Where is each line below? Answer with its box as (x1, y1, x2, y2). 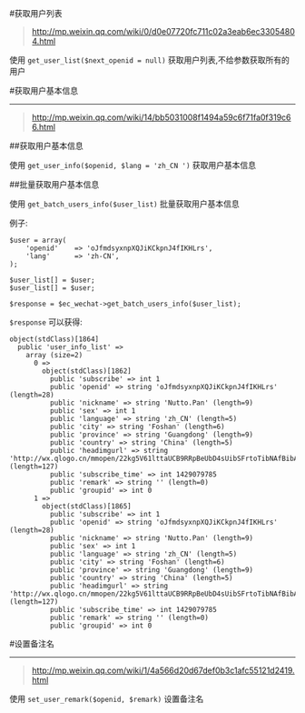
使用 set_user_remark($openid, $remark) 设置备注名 (9, 694, 204, 704)
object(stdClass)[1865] (42, 502, 132, 511)
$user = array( (9, 236, 67, 245)
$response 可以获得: (9, 316, 84, 327)
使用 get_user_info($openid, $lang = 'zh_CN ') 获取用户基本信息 (9, 160, 257, 170)
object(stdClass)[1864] (9, 335, 100, 344)
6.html (31, 122, 56, 132)
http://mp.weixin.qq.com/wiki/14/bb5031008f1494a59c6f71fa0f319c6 (31, 112, 291, 123)
